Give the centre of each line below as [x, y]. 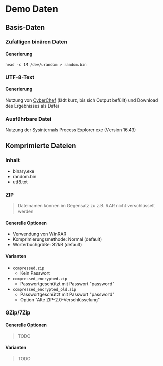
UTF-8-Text [20, 77]
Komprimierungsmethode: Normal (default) [57, 239]
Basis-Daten [25, 28]
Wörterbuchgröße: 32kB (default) [47, 245]
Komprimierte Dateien [41, 146]
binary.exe [23, 171]
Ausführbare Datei [29, 119]
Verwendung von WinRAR [39, 234]
